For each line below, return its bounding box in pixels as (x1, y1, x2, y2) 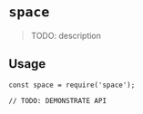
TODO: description (30, 30, 102, 41)
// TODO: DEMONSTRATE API (8, 96, 107, 105)
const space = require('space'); (8, 81, 136, 90)
